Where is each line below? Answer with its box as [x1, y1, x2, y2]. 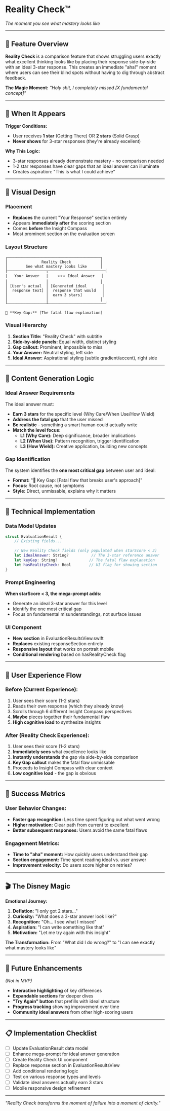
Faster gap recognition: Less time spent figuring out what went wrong [12, 816, 160, 822]
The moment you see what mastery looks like [5, 20, 100, 26]
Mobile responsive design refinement [12, 1085, 91, 1091]
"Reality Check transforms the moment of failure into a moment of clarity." [5, 1100, 161, 1106]
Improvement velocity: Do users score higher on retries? [12, 862, 133, 868]
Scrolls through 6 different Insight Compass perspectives [12, 708, 132, 714]
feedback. [5, 75, 26, 81]
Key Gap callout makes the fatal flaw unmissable [12, 759, 115, 766]
